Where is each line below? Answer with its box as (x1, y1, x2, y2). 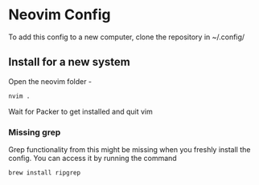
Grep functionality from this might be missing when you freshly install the (8, 144, 251, 154)
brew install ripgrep (8, 168, 81, 177)
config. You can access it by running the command (8, 153, 177, 163)
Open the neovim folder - (8, 76, 92, 86)
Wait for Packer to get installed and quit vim (8, 107, 153, 116)
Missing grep (8, 127, 61, 138)
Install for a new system (8, 55, 130, 69)
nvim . (8, 92, 31, 100)
